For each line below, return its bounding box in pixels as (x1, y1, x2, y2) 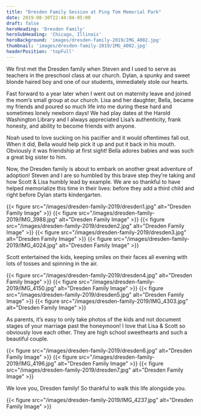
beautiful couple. (6, 335, 49, 342)
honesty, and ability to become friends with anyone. (6, 122, 137, 130)
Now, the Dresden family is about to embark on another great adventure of (6, 165, 193, 172)
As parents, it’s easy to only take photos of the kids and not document (6, 316, 181, 323)
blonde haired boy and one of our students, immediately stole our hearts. (6, 78, 189, 85)
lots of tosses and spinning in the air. (6, 260, 98, 267)
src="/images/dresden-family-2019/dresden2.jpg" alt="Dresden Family (6, 222, 185, 229)
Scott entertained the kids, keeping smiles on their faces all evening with (6, 253, 188, 260)
